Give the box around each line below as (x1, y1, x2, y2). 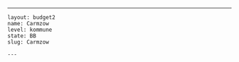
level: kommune (7, 26, 53, 33)
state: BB (7, 32, 37, 39)
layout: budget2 (7, 14, 55, 21)
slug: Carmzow (7, 39, 50, 46)
